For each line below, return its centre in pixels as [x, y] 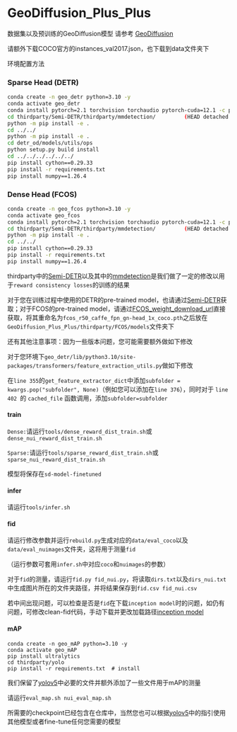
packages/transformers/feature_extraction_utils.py [85, 366]
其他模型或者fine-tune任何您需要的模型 [64, 721]
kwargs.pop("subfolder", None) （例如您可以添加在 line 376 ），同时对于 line [118, 389]
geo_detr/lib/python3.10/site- [90, 357]
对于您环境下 [26, 356]
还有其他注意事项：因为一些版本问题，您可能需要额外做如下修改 [100, 341]
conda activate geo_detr [44, 104]
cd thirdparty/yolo [36, 662]
